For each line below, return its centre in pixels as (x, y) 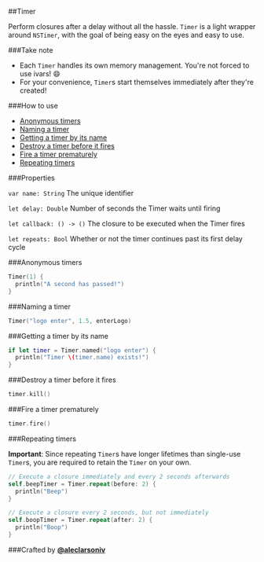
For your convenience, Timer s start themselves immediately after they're (136, 82)
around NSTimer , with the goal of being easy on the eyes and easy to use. (126, 35)
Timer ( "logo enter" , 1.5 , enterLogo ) (70, 321)
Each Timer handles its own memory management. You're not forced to (134, 65)
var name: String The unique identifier (71, 193)
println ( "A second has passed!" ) (70, 284)
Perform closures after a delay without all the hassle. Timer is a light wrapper (132, 26)
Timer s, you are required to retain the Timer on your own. (100, 462)
